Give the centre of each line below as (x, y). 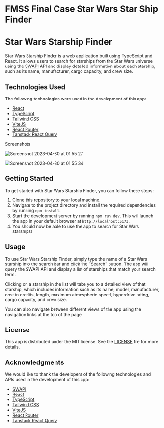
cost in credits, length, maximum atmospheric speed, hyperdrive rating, (77, 295)
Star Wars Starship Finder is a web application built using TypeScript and (79, 56)
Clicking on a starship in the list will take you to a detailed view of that (75, 284)
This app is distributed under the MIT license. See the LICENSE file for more (82, 342)
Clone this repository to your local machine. (56, 200)
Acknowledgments (35, 362)
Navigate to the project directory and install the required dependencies (84, 205)
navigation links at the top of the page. (44, 314)
